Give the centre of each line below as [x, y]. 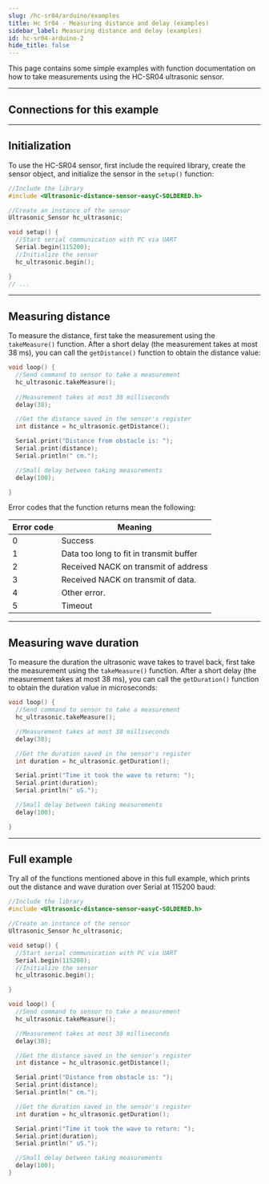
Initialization [40, 146]
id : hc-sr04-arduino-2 [46, 38]
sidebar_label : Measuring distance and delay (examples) [105, 30]
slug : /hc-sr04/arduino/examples [64, 16]
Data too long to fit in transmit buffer [129, 554]
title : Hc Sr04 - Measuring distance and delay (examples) [109, 23]
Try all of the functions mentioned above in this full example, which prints [129, 879]
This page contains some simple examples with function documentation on [132, 68]
